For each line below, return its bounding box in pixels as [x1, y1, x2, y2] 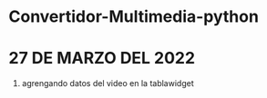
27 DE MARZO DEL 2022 [8, 48, 196, 69]
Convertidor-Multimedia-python [8, 6, 259, 27]
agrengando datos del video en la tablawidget [21, 78, 194, 89]
